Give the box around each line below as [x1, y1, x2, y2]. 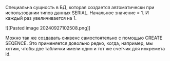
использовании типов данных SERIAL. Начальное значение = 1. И [5, 10, 149, 16]
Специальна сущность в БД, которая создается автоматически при [5, 5, 155, 10]
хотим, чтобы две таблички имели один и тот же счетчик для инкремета [5, 46, 165, 51]
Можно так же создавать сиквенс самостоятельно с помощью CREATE [5, 35, 163, 41]
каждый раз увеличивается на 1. [5, 15, 77, 21]
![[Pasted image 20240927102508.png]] [5, 25, 91, 31]
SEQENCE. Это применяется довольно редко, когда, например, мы [5, 40, 153, 46]
